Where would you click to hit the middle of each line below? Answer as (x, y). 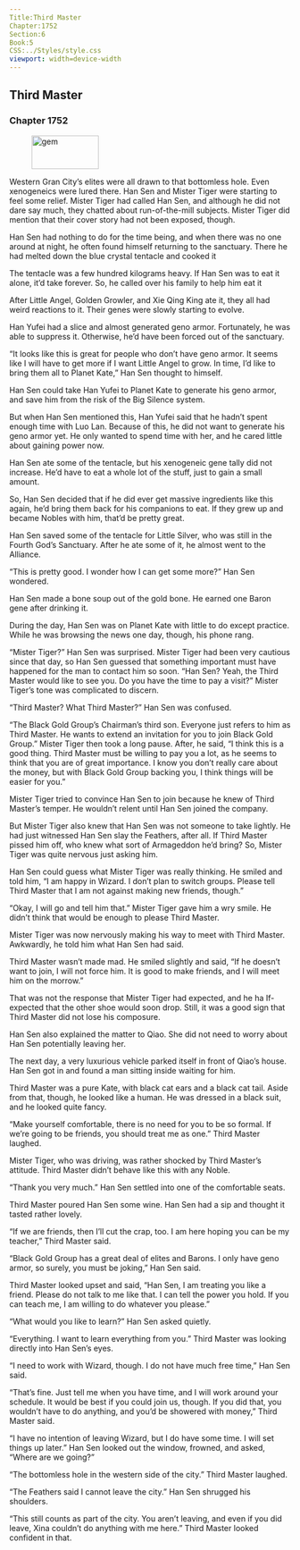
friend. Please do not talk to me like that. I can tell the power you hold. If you (149, 1294)
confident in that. (41, 1537)
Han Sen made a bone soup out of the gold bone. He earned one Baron (140, 598)
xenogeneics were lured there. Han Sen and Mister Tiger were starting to (143, 191)
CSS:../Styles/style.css (55, 51)
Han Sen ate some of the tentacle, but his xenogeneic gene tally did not (141, 462)
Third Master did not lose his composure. (85, 1016)
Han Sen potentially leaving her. (68, 1043)
